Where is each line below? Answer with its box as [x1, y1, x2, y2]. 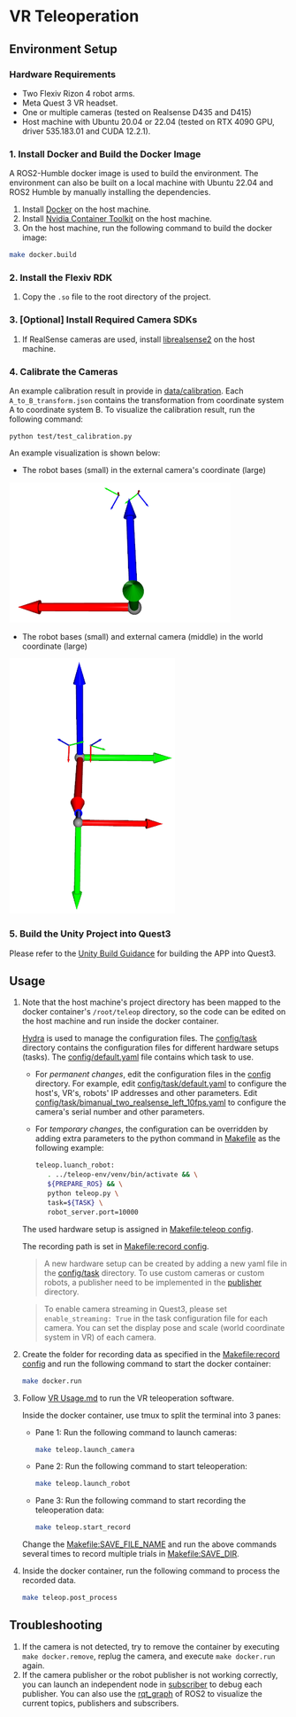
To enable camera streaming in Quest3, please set [43, 1303, 228, 1314]
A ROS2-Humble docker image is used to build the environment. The [9, 168, 259, 179]
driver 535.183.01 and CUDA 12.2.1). [21, 126, 151, 136]
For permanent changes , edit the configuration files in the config [34, 1069, 271, 1080]
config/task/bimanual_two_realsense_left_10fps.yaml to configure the [34, 1097, 287, 1108]
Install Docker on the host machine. [21, 204, 152, 214]
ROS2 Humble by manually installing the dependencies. [9, 187, 211, 198]
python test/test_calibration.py [9, 431, 133, 440]
